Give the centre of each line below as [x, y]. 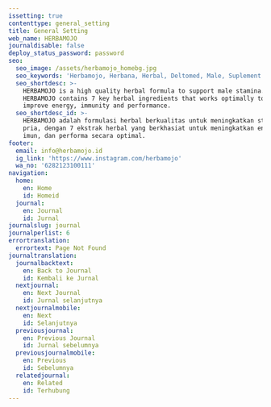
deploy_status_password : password [67, 53]
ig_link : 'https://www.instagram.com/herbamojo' [99, 158]
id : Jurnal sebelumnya [61, 346]
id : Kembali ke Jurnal [61, 278]
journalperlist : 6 [39, 233]
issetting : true [35, 16]
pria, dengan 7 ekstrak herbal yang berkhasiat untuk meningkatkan [138, 128]
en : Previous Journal [59, 338]
